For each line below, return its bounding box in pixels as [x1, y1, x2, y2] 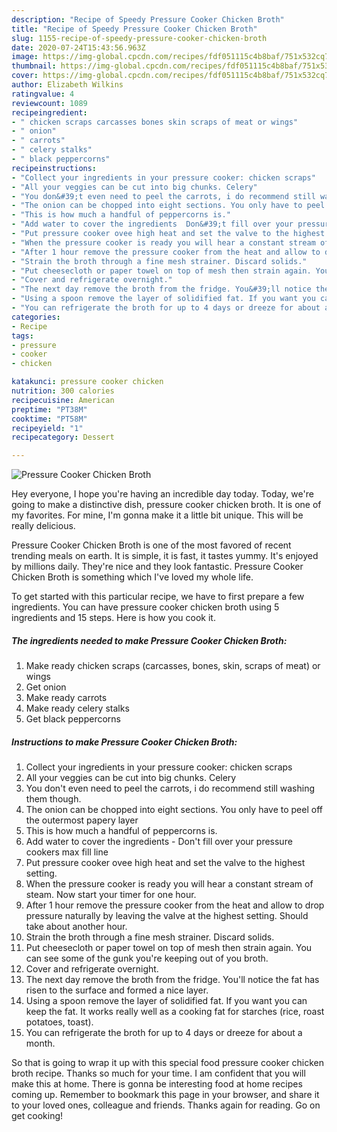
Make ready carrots [25, 692, 108, 704]
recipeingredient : [11, 107, 88, 118]
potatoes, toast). [25, 1016, 94, 1028]
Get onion [25, 681, 67, 693]
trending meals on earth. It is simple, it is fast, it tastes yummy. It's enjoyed [11, 550, 319, 562]
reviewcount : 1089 [11, 98, 88, 108]
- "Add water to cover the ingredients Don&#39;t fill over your [11, 219, 294, 230]
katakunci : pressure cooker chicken [11, 377, 164, 387]
